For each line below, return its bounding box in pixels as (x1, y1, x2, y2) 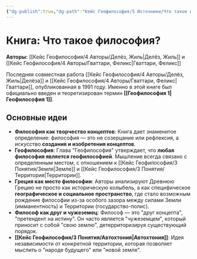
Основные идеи (6, 113, 67, 122)
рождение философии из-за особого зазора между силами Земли (14, 197, 182, 204)
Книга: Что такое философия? (6, 33, 161, 47)
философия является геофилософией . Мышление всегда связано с (14, 153, 188, 160)
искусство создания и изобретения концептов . (14, 141, 136, 148)
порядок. (14, 228, 38, 235)
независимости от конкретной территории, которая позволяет (14, 240, 172, 247)
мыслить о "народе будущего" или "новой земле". (14, 247, 141, 254)
